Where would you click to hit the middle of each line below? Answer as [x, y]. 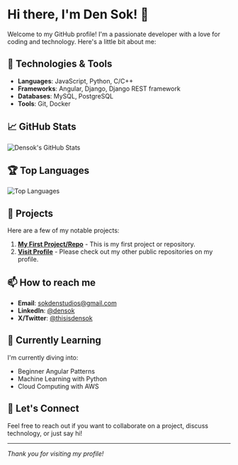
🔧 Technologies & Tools [60, 64]
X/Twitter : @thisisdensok [55, 318]
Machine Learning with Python [62, 379]
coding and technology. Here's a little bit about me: [82, 41]
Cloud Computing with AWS [58, 386]
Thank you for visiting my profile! [56, 454]
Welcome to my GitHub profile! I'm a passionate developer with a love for [114, 34]
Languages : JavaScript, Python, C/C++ [75, 81]
